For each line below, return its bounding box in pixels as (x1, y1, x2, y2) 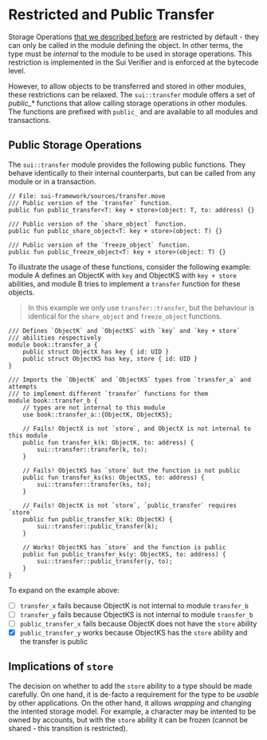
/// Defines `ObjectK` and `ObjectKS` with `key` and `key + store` (8, 326, 241, 334)
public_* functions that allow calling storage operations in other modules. (8, 98, 248, 108)
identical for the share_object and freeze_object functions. (27, 311, 222, 321)
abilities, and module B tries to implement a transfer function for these (8, 279, 241, 288)
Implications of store (8, 660, 114, 674)
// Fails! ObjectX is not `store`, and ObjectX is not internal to (22, 425, 251, 433)
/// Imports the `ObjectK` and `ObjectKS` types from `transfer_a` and (8, 375, 251, 384)
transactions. (8, 115, 52, 125)
